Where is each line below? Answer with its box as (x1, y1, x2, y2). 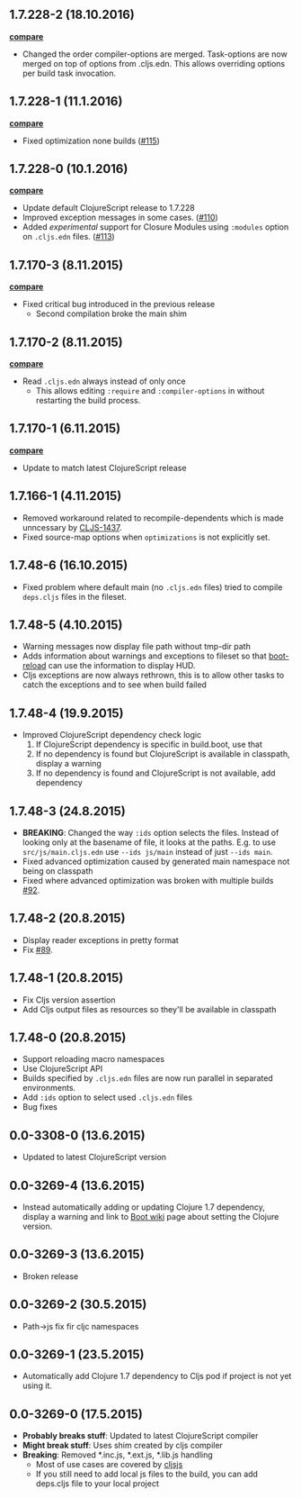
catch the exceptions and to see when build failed (22, 679, 207, 690)
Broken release (22, 1270, 79, 1282)
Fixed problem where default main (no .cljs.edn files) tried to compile (22, 581, 283, 593)
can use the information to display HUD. (48, 660, 196, 671)
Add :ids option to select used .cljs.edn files (22, 1092, 193, 1103)
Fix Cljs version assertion (22, 994, 116, 1005)
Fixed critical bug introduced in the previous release (22, 299, 216, 310)
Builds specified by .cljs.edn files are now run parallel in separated (22, 1073, 274, 1084)
